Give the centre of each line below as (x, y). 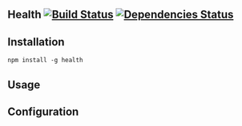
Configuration (43, 111)
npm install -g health (45, 61)
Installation (36, 42)
